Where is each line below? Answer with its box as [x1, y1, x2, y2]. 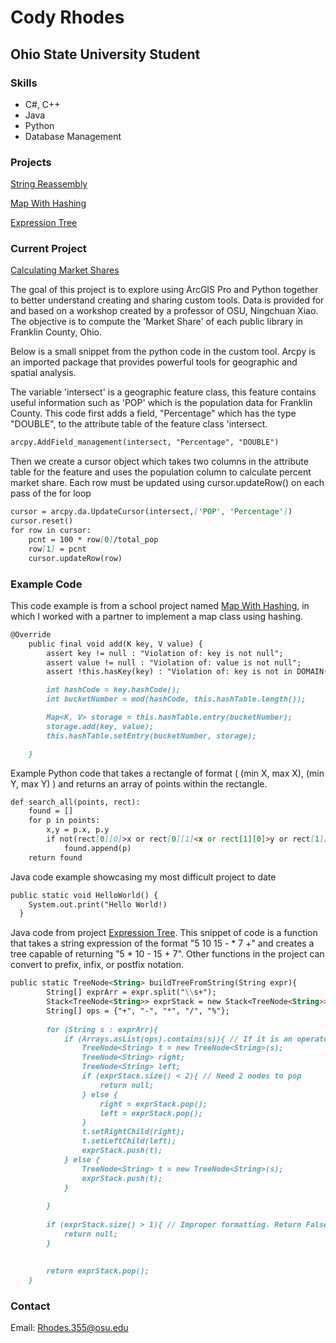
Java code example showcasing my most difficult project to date [10, 871, 277, 883]
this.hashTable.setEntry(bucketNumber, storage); [46, 731, 257, 741]
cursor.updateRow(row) [28, 553, 123, 563]
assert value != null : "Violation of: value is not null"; [46, 657, 302, 668]
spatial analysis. [10, 367, 77, 379]
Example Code [10, 577, 83, 591]
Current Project [10, 242, 87, 256]
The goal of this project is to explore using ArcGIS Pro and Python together [10, 284, 319, 296]
